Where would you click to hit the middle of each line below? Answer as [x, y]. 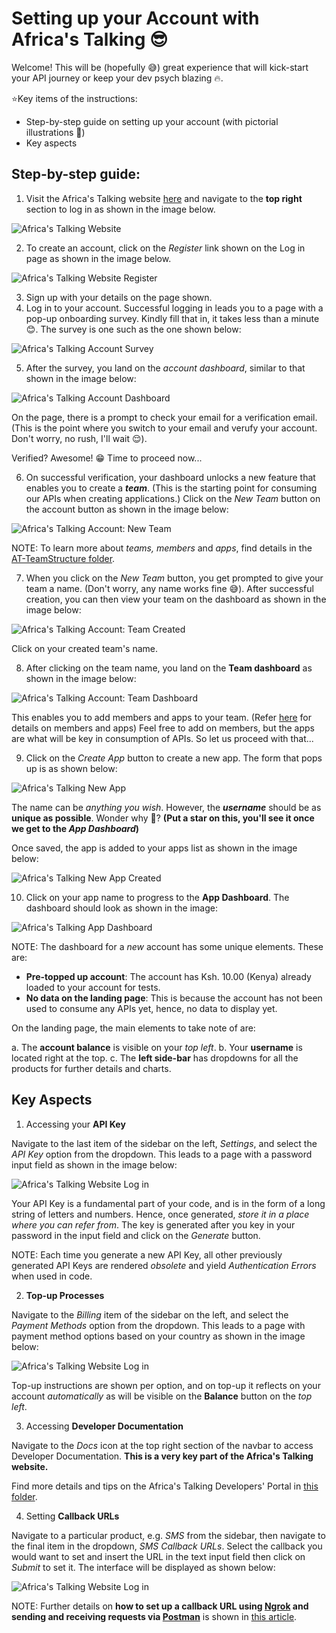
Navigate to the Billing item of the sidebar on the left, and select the [150, 1314]
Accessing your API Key [75, 1124]
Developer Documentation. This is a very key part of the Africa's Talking [162, 1456]
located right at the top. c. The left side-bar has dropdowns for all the [155, 1058]
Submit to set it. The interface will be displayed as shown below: [143, 1567]
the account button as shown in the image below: [127, 509]
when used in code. [52, 1276]
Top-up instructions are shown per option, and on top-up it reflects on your [166, 1385]
